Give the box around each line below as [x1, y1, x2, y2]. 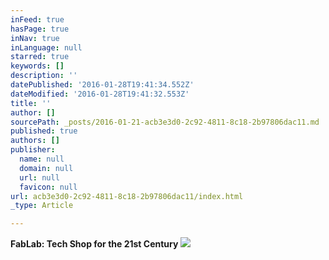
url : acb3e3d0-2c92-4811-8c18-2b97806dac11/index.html [10, 191, 244, 201]
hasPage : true [10, 24, 70, 34]
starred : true [10, 52, 70, 62]
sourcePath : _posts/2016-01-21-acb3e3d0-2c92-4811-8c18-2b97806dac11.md [10, 117, 320, 127]
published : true [10, 126, 78, 136]
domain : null [19, 163, 74, 173]
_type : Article [10, 201, 74, 211]
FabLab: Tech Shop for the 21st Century [10, 238, 179, 250]
